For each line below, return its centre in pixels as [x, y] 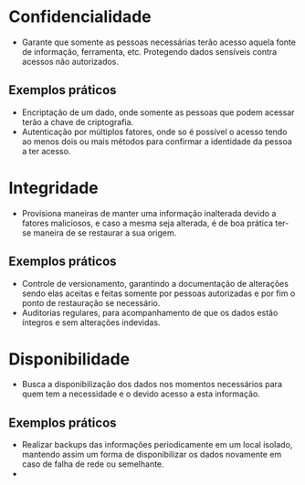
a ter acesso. [46, 151]
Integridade [53, 188]
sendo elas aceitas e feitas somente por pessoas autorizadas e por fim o [158, 293]
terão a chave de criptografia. [78, 121]
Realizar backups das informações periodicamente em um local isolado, [157, 445]
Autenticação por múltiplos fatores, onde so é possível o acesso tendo [154, 132]
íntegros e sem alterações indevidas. [91, 322]
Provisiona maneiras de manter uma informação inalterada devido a [149, 213]
